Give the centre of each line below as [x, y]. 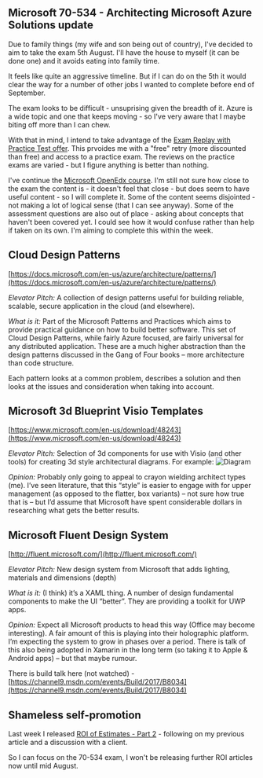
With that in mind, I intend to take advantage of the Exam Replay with [120, 140]
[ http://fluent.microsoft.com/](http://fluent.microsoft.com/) [103, 554]
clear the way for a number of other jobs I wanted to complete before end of [131, 84]
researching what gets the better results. [74, 511]
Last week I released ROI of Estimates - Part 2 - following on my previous [126, 734]
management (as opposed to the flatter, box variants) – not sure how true [126, 494]
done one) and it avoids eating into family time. [84, 61]
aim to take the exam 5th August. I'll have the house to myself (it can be [124, 52]
